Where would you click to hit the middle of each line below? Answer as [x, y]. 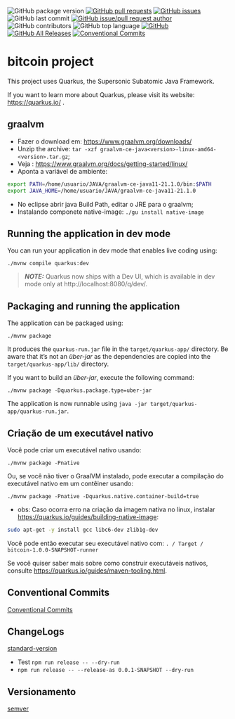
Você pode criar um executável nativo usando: [74, 450]
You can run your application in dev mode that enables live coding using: [112, 250]
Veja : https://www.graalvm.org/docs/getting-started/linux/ [102, 164]
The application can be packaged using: [65, 323]
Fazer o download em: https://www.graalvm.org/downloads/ [105, 141]
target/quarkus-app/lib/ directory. [58, 364]
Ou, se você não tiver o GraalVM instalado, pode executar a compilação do [116, 476]
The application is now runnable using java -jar [77, 404]
